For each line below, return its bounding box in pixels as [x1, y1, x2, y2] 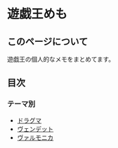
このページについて [7, 36, 88, 47]
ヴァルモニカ [16, 133, 54, 141]
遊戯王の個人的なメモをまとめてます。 [7, 56, 115, 63]
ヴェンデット [16, 125, 54, 133]
